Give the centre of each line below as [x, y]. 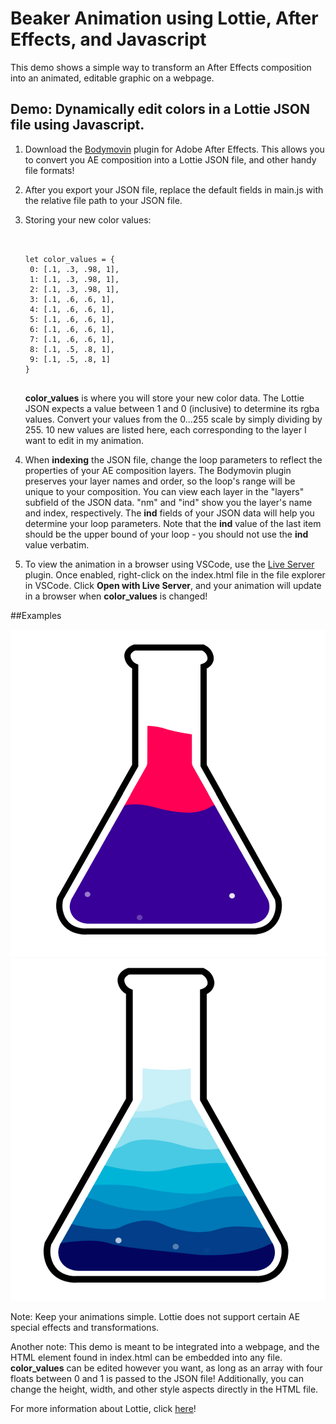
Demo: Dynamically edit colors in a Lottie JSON [160, 109]
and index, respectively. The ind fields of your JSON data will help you [169, 513]
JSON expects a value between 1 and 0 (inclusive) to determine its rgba [172, 408]
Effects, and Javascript [108, 39]
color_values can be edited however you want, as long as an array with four [166, 1368]
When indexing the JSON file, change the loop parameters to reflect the [173, 459]
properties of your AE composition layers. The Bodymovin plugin [158, 470]
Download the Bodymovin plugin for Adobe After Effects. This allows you [174, 149]
